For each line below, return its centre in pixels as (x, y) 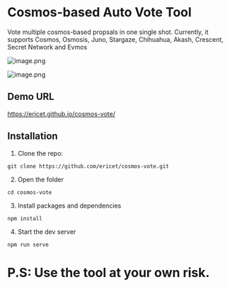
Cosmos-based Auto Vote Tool (100, 12)
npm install (25, 218)
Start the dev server (47, 232)
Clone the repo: (40, 153)
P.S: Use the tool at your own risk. (109, 272)
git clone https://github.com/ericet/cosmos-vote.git (88, 166)
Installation (33, 136)
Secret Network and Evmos (47, 47)
